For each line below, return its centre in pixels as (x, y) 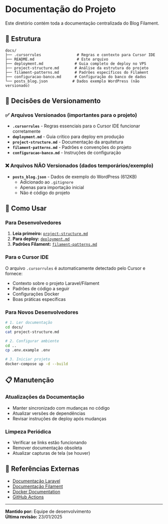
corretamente (26, 131)
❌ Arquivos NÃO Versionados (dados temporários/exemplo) (79, 165)
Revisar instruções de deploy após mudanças (59, 418)
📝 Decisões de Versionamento (53, 101)
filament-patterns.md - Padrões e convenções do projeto (72, 147)
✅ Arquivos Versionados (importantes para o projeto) (71, 115)
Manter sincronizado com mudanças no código (61, 408)
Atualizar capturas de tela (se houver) (51, 453)
